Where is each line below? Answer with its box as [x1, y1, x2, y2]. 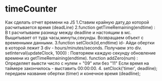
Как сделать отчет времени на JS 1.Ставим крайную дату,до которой [5, 19, 149, 25]
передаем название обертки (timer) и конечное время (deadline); [5, 70, 141, 76]
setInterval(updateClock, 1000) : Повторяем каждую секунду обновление [5, 50, 156, 56]
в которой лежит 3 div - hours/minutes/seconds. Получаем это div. [5, 45, 142, 51]
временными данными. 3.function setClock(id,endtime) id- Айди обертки [5, 40, 155, 45]
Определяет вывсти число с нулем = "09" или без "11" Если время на [5, 60, 149, 66]
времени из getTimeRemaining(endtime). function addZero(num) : [5, 55, 138, 61]
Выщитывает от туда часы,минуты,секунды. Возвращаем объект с [5, 35, 144, 40]
